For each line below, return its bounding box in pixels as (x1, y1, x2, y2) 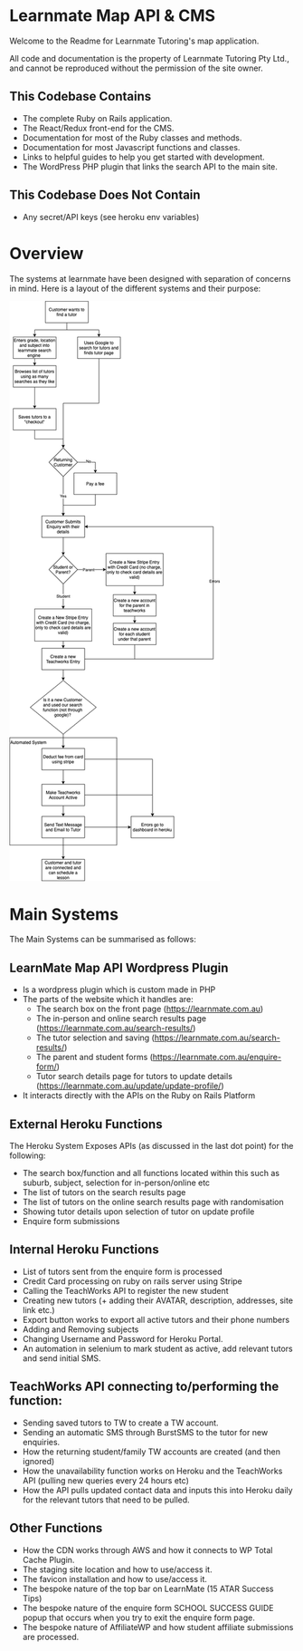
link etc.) (22, 1304, 56, 1315)
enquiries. (22, 1436, 61, 1447)
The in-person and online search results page (35, 1013, 206, 1024)
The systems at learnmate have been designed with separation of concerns (9, 273, 291, 284)
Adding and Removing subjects (22, 1324, 139, 1335)
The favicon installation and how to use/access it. (22, 1573, 208, 1584)
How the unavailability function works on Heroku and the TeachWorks (22, 1465, 283, 1476)
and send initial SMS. (22, 1352, 101, 1364)
